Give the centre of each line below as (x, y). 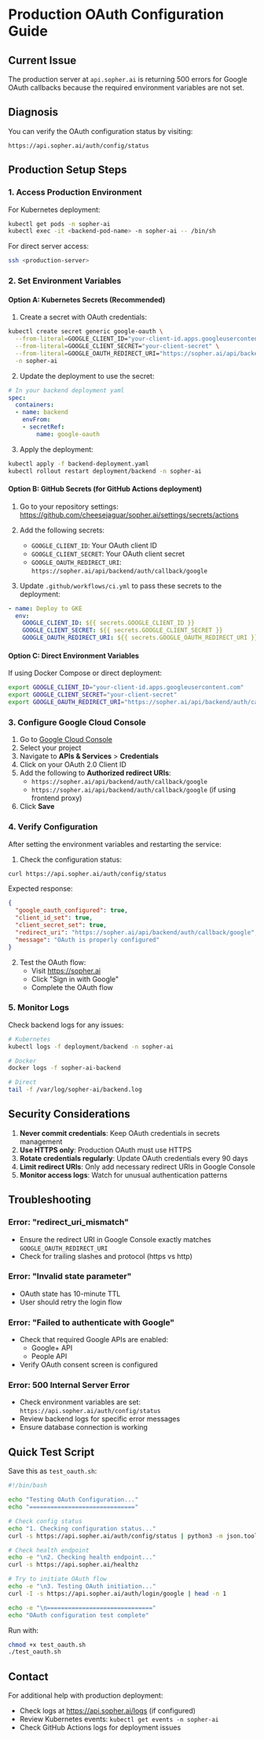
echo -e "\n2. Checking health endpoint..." (82, 1557)
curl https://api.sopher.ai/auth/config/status (88, 874)
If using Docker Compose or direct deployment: (85, 673)
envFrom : (37, 420)
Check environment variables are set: (80, 1402)
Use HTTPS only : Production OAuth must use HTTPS (106, 1150)
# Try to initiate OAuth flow (58, 1579)
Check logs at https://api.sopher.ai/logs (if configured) (108, 1711)
